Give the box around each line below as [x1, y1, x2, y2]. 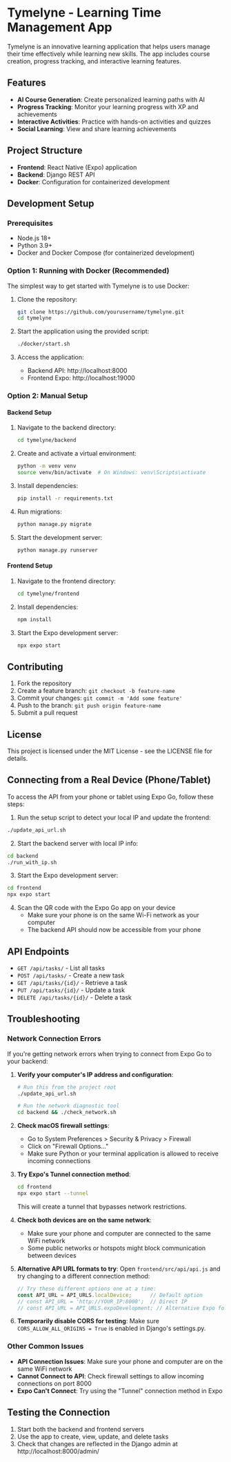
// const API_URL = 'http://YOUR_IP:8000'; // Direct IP [17, 1298, 188, 1305]
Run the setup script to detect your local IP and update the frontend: [17, 813, 212, 821]
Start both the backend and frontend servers [17, 1425, 145, 1433]
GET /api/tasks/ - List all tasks [17, 964, 106, 972]
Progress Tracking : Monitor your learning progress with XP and [17, 102, 199, 111]
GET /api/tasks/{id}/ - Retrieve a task [17, 979, 128, 986]
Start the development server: [17, 533, 103, 541]
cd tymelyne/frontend [17, 590, 79, 597]
